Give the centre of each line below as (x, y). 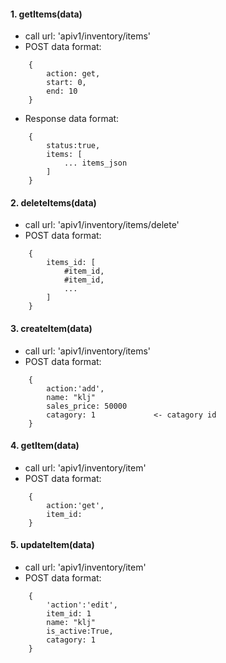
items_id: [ (71, 263)
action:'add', (75, 388)
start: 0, (66, 83)
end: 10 (62, 91)
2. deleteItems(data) (53, 202)
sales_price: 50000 (87, 406)
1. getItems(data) (46, 14)
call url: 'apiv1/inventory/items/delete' (102, 225)
